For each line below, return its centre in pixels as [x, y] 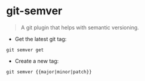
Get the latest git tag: [41, 39]
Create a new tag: [37, 61]
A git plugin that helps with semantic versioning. [80, 27]
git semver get [25, 50]
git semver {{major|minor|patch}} [49, 72]
